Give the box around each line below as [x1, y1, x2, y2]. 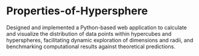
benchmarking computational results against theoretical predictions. [6, 43, 176, 50]
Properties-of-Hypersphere [6, 4, 148, 18]
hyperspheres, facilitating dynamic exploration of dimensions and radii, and [6, 36, 194, 43]
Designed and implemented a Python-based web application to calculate [6, 24, 187, 31]
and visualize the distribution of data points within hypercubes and [6, 30, 172, 37]
